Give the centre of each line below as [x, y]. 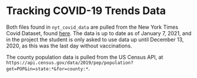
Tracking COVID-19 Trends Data [86, 11]
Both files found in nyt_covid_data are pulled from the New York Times [92, 27]
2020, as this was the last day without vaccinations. [69, 46]
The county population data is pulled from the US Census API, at [85, 57]
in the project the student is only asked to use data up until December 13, [95, 39]
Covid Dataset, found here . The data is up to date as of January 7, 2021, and [99, 33]
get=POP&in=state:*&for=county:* [47, 69]
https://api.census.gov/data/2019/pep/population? [70, 63]
